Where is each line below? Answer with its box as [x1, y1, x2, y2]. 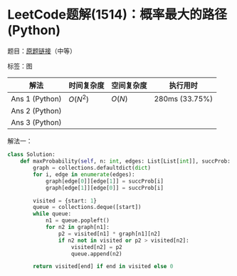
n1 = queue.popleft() [45, 217, 110, 225]
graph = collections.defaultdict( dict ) [33, 165, 152, 172]
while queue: [33, 210, 72, 218]
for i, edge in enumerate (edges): [33, 170, 135, 178]
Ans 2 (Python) [11, 106, 62, 116]
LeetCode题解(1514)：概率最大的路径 [7, 6, 228, 23]
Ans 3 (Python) [11, 118, 62, 128]
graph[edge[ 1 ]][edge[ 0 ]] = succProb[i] [45, 184, 164, 191]
